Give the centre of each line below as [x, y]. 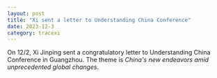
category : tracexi [34, 33]
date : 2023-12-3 [31, 26]
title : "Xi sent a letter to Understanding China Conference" [99, 20]
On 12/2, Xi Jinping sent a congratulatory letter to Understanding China [109, 52]
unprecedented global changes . [53, 67]
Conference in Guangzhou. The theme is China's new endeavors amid [108, 60]
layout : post [26, 13]
